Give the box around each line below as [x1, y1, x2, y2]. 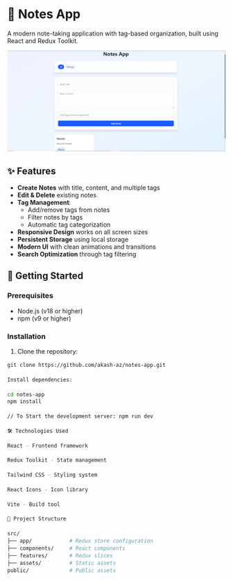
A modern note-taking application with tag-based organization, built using [7, 29, 218, 38]
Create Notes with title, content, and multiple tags [17, 183, 161, 192]
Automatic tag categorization [27, 220, 111, 229]
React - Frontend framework [7, 442, 89, 449]
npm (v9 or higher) [17, 314, 71, 322]
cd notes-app [7, 391, 45, 398]
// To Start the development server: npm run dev [7, 413, 154, 420]
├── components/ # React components [7, 545, 126, 552]
